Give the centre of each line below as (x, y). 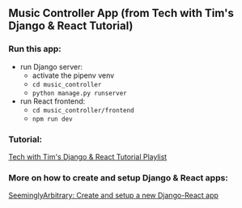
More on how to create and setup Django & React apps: (118, 177)
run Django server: (51, 66)
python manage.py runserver (79, 93)
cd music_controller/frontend (83, 110)
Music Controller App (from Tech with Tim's (121, 13)
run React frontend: (53, 101)
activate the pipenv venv (73, 75)
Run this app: (35, 49)
